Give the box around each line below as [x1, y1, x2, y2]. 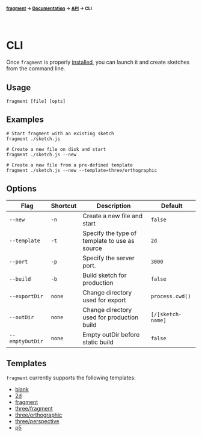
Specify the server [82, 254, 135, 262]
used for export [82, 296, 126, 304]
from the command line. [6, 65, 66, 72]
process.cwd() [150, 293, 191, 299]
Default [161, 201, 183, 210]
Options [6, 184, 37, 194]
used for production [82, 313, 139, 322]
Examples [6, 115, 44, 125]
